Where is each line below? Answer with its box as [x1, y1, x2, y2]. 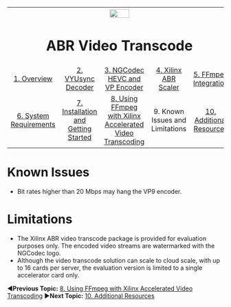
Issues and [151, 115, 187, 125]
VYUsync [64, 74, 95, 83]
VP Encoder [105, 83, 144, 92]
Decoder [65, 83, 94, 92]
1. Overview [13, 74, 53, 83]
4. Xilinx [155, 66, 182, 75]
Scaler [158, 83, 180, 92]
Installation [61, 107, 98, 117]
